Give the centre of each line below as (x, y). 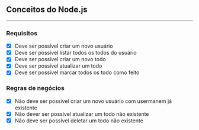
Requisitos (22, 33)
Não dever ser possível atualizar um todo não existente (82, 114)
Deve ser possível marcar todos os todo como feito (77, 72)
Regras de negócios (36, 88)
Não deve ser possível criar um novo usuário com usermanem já (93, 101)
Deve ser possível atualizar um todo (58, 66)
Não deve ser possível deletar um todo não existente (79, 121)
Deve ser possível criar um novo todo (60, 59)
